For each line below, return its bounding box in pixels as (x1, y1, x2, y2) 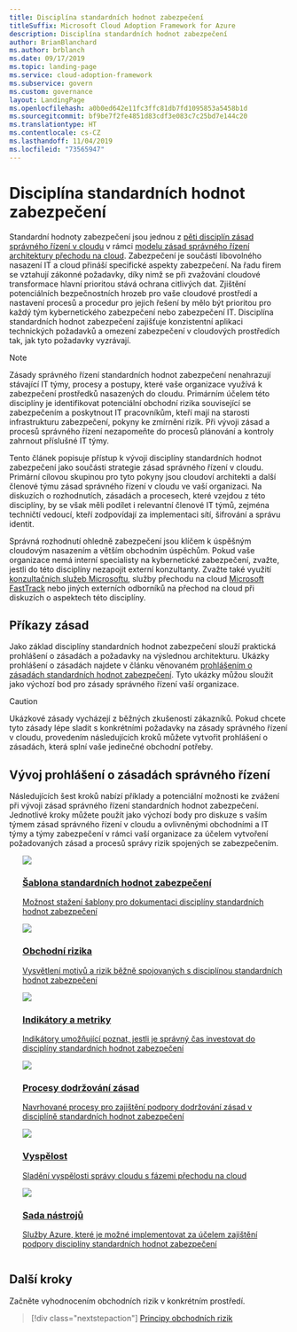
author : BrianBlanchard (9, 37, 98, 47)
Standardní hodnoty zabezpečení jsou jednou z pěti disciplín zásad (9, 231, 254, 242)
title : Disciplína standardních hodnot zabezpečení (9, 12, 204, 22)
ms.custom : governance (9, 87, 93, 96)
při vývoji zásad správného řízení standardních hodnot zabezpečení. (9, 800, 259, 811)
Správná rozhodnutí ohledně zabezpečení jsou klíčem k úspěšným (9, 536, 252, 546)
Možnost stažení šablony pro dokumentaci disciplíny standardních (21, 897, 264, 907)
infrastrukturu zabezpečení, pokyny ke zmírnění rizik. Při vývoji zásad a (9, 416, 270, 427)
